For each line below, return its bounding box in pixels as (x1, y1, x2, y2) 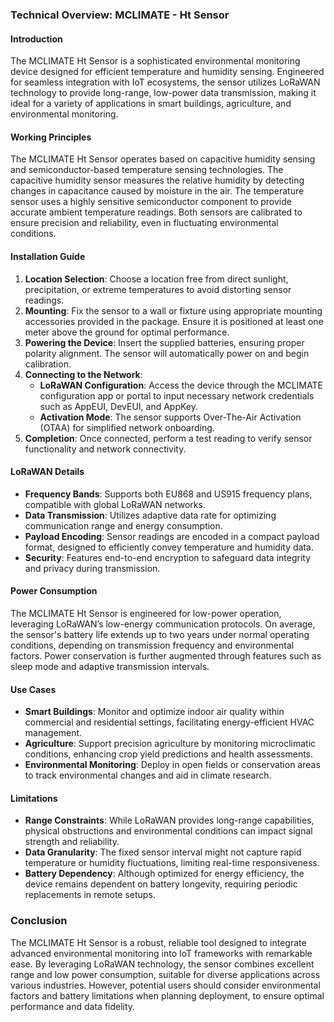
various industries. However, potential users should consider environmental (10, 979, 321, 991)
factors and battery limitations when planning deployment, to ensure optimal (10, 989, 325, 1002)
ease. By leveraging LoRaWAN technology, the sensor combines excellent (10, 958, 315, 970)
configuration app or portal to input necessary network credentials (39, 389, 315, 402)
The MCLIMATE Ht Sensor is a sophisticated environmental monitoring (10, 55, 301, 67)
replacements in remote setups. (24, 889, 156, 901)
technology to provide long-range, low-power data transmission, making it (10, 87, 317, 99)
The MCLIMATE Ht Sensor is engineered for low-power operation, (10, 607, 282, 619)
